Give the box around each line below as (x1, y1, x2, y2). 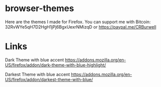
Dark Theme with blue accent (5, 57, 64, 63)
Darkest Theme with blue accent (5, 71, 70, 77)
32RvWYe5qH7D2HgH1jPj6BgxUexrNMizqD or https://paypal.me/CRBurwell (5, 24, 157, 29)
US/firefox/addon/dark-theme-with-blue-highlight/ (5, 62, 106, 68)
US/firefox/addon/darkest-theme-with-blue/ (5, 76, 93, 82)
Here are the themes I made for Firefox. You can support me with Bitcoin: (5, 19, 151, 25)
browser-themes (5, 3, 74, 14)
